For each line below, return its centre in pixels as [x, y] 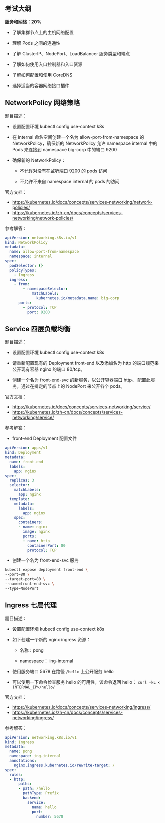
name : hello [44, 807]
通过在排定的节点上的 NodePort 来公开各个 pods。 [73, 386]
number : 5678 [50, 816]
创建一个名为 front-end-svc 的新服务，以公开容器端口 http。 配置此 [81, 380]
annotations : [23, 761]
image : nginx [37, 532]
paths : [25, 784]
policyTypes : [23, 270]
